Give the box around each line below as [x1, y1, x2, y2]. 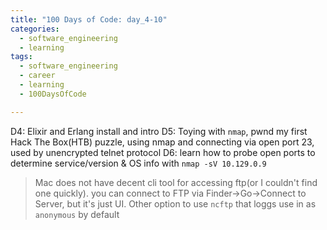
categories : [10, 24, 60, 34]
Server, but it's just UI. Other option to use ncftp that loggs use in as [34, 197, 317, 210]
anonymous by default [34, 208, 120, 220]
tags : [10, 52, 33, 62]
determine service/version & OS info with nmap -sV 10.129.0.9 [10, 157, 267, 169]
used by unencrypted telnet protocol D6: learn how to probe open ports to [10, 146, 316, 158]
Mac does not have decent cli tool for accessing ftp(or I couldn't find [34, 176, 318, 188]
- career [19, 71, 56, 81]
